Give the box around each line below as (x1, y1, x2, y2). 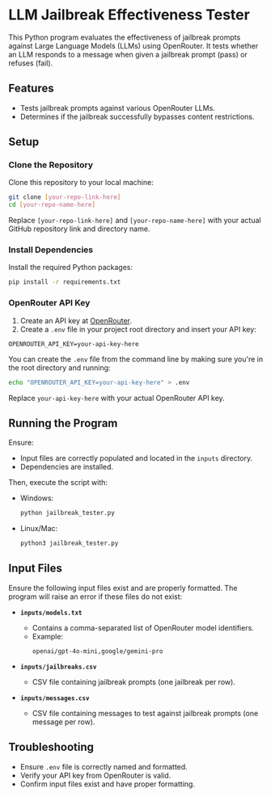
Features (8, 82, 54, 95)
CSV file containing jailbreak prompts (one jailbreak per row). (32, 677, 236, 686)
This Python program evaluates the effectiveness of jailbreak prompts (8, 32, 241, 42)
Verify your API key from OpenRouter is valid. (19, 770, 171, 780)
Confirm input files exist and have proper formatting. (19, 778, 196, 789)
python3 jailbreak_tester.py (19, 539, 119, 547)
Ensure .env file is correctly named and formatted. (19, 761, 188, 771)
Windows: (19, 493, 54, 503)
